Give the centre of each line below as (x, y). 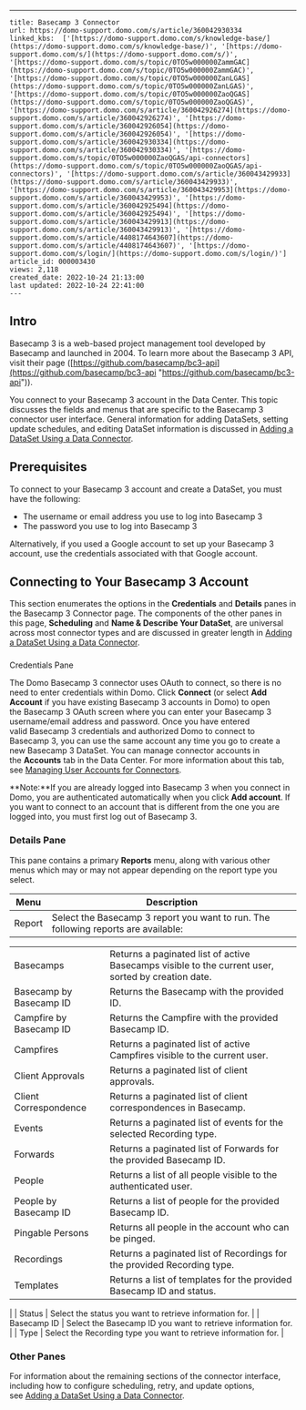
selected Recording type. (163, 1133)
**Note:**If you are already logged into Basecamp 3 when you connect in (150, 788)
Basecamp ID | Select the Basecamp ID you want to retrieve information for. (151, 1323)
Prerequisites (48, 467)
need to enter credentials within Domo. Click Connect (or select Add (138, 692)
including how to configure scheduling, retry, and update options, (132, 1385)
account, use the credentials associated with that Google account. (133, 553)
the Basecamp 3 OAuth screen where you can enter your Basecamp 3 (140, 712)
